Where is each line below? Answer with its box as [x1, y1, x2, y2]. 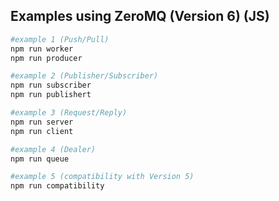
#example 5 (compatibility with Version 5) [10, 172, 195, 182]
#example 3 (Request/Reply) [10, 108, 128, 118]
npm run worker [10, 44, 74, 54]
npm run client [10, 126, 74, 136]
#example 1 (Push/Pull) [10, 34, 110, 44]
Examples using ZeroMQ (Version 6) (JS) [10, 8, 270, 25]
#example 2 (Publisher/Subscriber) [10, 71, 159, 81]
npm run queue [10, 154, 70, 164]
